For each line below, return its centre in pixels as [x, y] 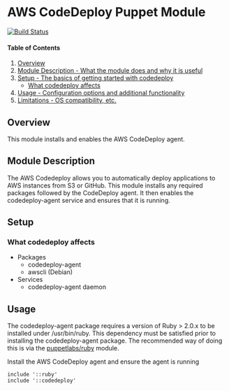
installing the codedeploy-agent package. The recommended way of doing [115, 341]
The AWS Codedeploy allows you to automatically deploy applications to [111, 178]
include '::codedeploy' [42, 381]
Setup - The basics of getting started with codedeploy [95, 78]
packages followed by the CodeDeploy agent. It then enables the [101, 192]
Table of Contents [34, 48]
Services [30, 280]
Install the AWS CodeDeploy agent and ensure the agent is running [103, 362]
